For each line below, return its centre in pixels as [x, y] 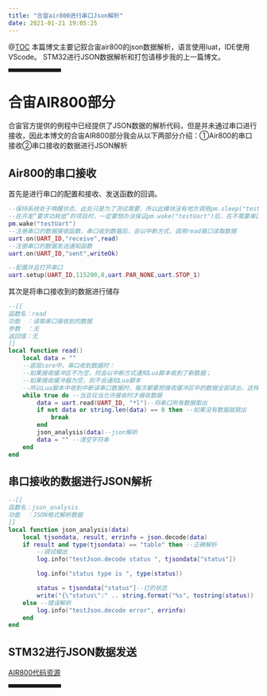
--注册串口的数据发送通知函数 [50, 246]
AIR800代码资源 [35, 673]
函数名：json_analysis [43, 508]
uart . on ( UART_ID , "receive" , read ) [64, 239]
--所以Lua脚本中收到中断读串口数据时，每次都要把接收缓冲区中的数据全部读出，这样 [141, 388]
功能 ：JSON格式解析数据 [46, 515]
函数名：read [27, 314]
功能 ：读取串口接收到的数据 [50, 321]
